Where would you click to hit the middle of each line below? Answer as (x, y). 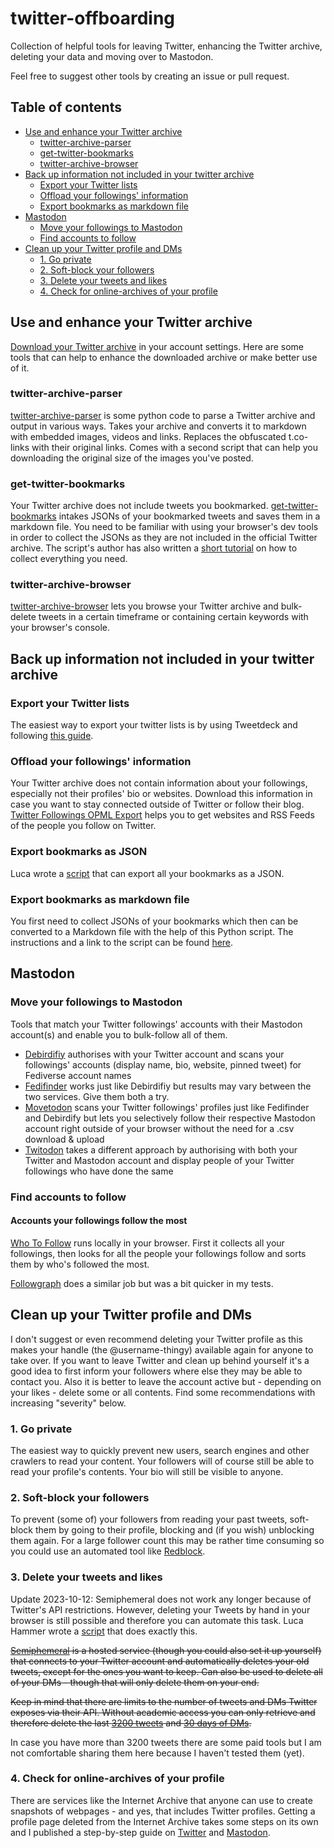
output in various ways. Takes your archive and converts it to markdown (158, 426)
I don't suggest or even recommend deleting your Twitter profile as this (156, 1339)
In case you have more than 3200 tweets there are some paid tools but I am (166, 1742)
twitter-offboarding (93, 18)
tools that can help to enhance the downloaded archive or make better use (164, 357)
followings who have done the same (99, 1171)
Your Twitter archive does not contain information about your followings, (159, 783)
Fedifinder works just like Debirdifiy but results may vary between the (168, 1086)
